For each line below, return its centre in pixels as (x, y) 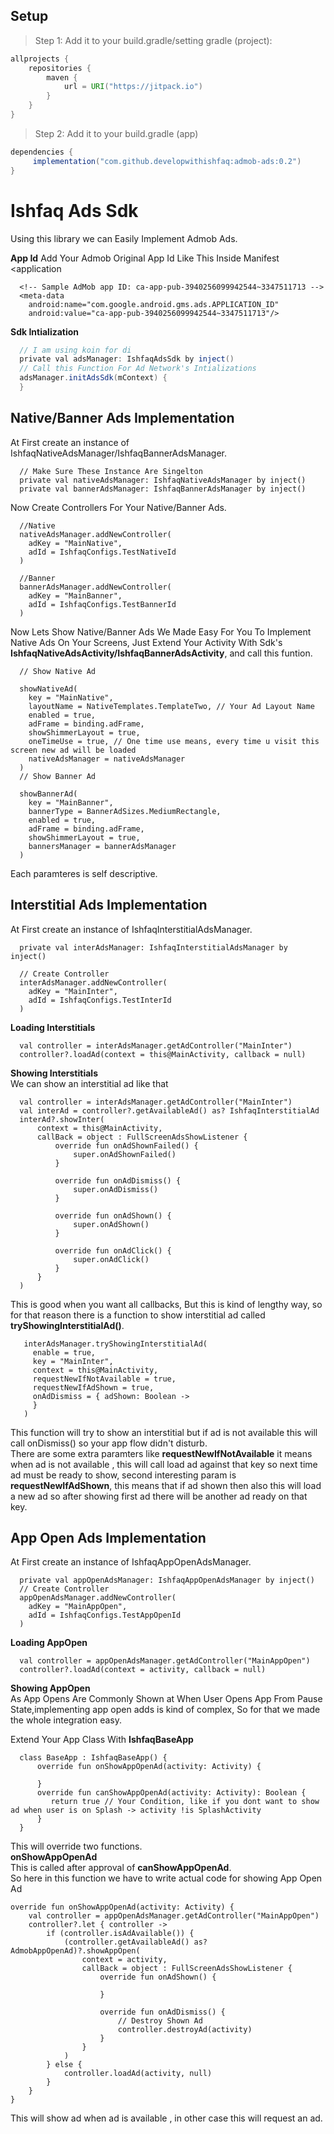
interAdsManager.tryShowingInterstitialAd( (115, 1344)
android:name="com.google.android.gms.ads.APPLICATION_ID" (154, 304)
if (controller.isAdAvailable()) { (120, 1934)
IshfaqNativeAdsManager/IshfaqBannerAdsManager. (119, 453)
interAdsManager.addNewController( (93, 982)
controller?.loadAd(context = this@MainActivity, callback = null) (163, 1054)
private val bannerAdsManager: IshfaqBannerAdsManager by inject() (163, 489)
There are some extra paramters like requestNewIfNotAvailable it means (161, 1453)
